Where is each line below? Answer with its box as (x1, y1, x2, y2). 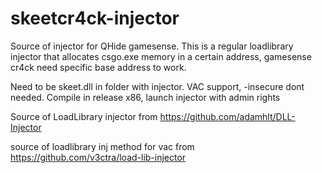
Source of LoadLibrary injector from (10, 110, 158, 122)
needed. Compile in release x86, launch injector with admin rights (10, 91, 281, 103)
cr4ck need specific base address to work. (10, 61, 187, 73)
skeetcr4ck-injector (10, 7, 180, 30)
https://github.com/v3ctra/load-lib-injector (10, 151, 187, 163)
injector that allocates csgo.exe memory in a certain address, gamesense (10, 50, 312, 62)
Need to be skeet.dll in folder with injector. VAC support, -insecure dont (10, 80, 305, 92)
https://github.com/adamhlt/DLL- (159, 110, 296, 122)
